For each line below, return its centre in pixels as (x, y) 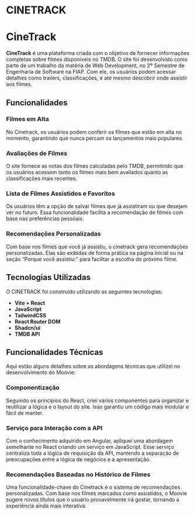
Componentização (33, 388)
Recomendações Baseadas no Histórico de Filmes (78, 474)
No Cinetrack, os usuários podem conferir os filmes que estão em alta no (94, 132)
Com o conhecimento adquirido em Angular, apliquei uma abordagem (90, 440)
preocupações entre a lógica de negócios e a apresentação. (79, 459)
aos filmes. (19, 84)
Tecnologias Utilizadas (48, 277)
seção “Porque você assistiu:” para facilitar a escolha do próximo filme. (92, 259)
